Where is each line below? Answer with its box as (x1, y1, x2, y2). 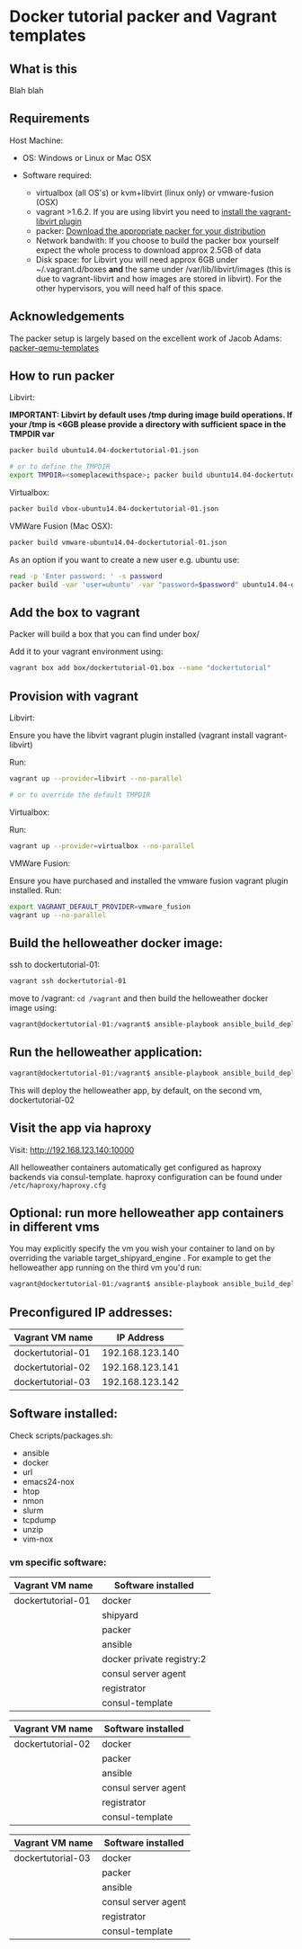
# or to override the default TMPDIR (9, 790, 151, 800)
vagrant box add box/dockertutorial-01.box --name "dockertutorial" (9, 664, 271, 673)
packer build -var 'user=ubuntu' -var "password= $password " (9, 580, 240, 589)
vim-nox (22, 1533, 54, 1544)
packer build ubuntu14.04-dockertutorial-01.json (9, 446, 200, 455)
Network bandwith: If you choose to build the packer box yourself (35, 235, 280, 246)
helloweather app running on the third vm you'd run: (9, 1262, 202, 1274)
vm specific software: (9, 1556, 107, 1569)
